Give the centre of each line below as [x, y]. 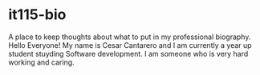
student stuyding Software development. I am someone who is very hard [128, 53]
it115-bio [37, 15]
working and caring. [41, 62]
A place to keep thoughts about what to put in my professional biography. [130, 37]
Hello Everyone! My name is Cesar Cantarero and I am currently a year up [130, 45]
